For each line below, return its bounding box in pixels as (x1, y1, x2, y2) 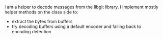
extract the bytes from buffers (11, 19, 73, 24)
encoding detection (11, 29, 52, 34)
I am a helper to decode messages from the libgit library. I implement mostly (4, 4, 159, 10)
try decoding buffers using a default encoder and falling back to (11, 24, 141, 29)
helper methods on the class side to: (4, 9, 79, 15)
